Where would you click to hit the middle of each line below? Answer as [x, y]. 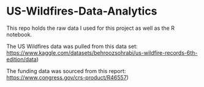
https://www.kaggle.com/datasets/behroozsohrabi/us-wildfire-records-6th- [102, 52]
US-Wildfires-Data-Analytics [82, 11]
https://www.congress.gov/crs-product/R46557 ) [67, 77]
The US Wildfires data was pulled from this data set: [72, 46]
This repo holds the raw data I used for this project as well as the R [90, 28]
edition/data [21, 59]
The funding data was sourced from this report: [66, 71]
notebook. [19, 34]
